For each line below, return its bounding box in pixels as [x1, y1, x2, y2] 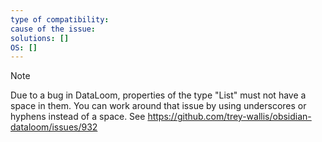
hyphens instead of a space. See [10, 111, 146, 123]
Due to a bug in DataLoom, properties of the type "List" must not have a [10, 89, 307, 101]
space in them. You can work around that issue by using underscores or [10, 100, 307, 112]
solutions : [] [10, 33, 70, 43]
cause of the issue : [10, 24, 97, 34]
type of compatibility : [10, 14, 110, 25]
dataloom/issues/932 [10, 121, 98, 133]
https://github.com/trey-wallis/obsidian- [147, 111, 312, 123]
